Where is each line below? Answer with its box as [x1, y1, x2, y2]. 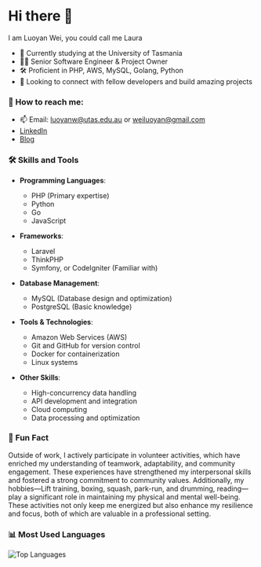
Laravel [31, 246, 56, 256]
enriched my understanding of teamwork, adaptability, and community [8, 458, 236, 468]
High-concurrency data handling [31, 388, 137, 397]
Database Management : [19, 278, 100, 288]
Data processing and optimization [31, 413, 140, 422]
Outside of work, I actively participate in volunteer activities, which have [8, 450, 241, 459]
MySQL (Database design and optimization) [31, 293, 172, 303]
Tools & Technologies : [19, 317, 93, 326]
